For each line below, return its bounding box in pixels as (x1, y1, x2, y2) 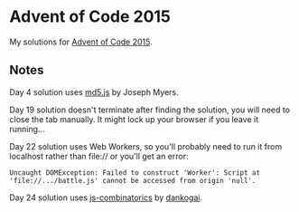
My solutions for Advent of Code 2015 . (9, 36, 154, 47)
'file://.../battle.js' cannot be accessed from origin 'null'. (9, 176, 257, 185)
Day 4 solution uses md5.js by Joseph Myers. (9, 86, 179, 97)
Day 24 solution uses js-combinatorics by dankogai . (9, 192, 203, 203)
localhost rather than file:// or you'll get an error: (9, 150, 189, 161)
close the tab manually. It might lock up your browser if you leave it (9, 113, 259, 124)
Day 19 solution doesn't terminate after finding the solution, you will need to (9, 104, 291, 115)
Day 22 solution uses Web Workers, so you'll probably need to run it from (9, 140, 283, 151)
